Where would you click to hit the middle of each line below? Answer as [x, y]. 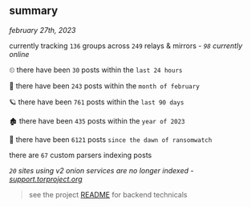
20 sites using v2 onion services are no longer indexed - [101, 170]
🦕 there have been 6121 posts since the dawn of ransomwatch [111, 139]
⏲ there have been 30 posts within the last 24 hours [96, 70]
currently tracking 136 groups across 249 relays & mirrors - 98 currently [126, 46]
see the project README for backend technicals [108, 194]
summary [34, 11]
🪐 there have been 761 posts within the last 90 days [97, 102]
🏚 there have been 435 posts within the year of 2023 [97, 120]
